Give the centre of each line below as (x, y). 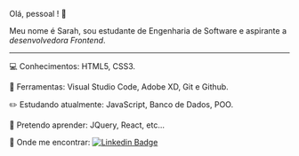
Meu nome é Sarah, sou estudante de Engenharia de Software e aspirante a (148, 31)
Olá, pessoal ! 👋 (38, 14)
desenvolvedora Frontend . (57, 40)
